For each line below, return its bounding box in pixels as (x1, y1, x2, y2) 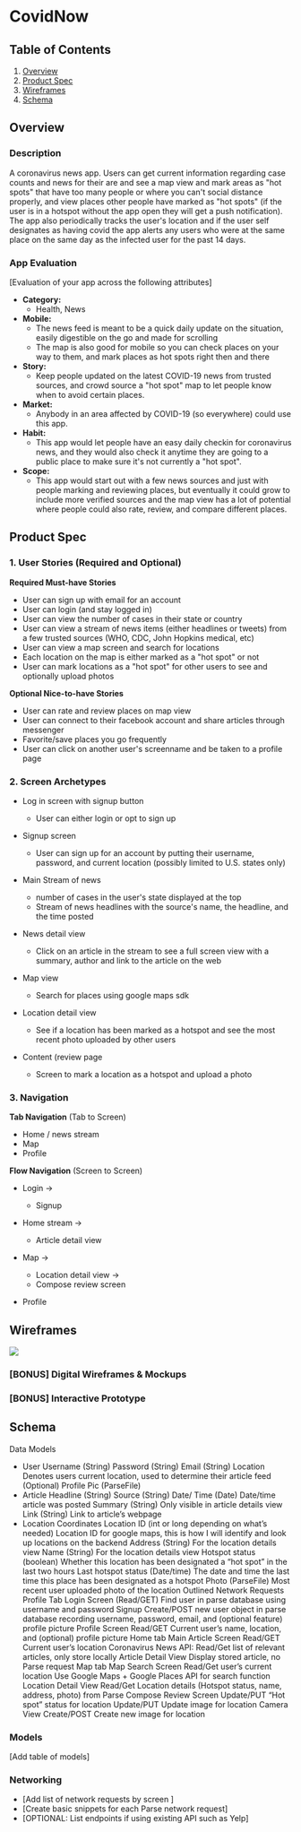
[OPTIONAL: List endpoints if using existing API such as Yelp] (21, 1813, 249, 1824)
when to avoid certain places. (35, 389, 145, 400)
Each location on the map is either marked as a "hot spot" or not (21, 652, 260, 662)
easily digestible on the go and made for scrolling (35, 332, 219, 342)
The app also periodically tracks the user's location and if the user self (9, 215, 270, 226)
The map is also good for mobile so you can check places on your (35, 341, 279, 352)
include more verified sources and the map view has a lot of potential (35, 494, 291, 505)
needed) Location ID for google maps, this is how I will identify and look (21, 1527, 287, 1538)
